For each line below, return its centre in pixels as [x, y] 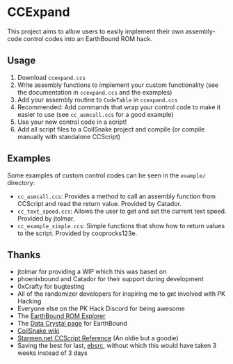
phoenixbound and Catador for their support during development [110, 279]
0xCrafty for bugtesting [51, 287]
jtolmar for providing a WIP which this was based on [92, 271]
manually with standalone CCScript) [69, 136]
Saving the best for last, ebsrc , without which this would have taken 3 [117, 346]
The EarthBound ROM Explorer [61, 316]
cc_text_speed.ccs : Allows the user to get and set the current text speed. [122, 211]
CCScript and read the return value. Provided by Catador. [99, 203]
